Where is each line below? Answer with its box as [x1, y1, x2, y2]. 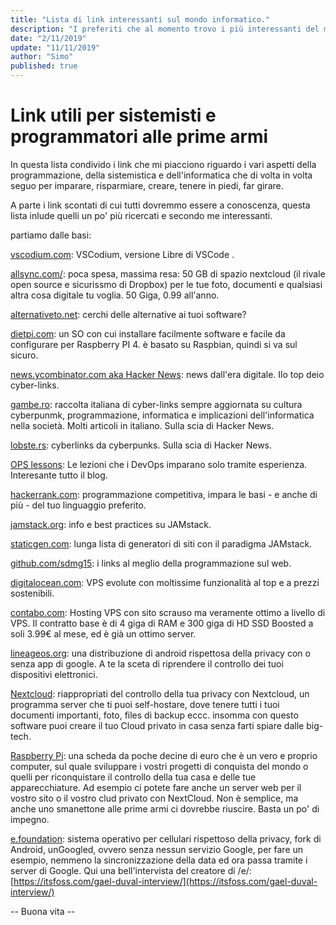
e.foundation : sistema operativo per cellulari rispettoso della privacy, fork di [10, 832, 322, 845]
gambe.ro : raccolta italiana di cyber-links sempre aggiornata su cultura [10, 398, 303, 410]
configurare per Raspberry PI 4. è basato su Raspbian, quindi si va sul [10, 338, 298, 350]
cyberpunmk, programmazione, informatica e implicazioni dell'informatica [10, 409, 315, 421]
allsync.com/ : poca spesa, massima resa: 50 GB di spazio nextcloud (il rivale [10, 267, 326, 280]
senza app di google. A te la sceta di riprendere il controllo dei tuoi [10, 657, 284, 670]
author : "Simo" [10, 52, 74, 62]
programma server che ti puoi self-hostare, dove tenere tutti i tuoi [10, 698, 280, 710]
